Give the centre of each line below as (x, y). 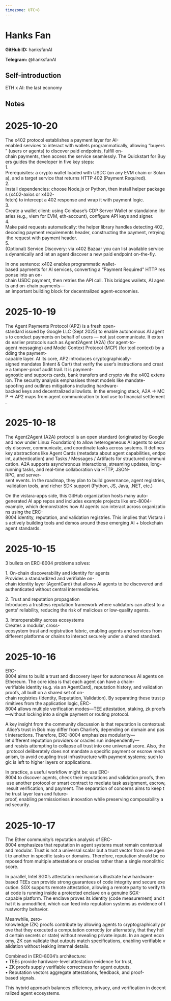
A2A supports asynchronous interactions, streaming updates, (85, 464)
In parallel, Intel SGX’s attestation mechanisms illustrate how (68, 877)
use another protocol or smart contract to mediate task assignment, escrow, (86, 783)
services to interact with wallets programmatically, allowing (85, 145)
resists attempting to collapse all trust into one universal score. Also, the (90, 746)
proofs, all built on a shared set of (40, 693)
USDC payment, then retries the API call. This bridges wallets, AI (85, 280)
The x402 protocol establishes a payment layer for (58, 140)
